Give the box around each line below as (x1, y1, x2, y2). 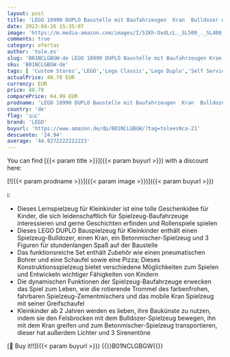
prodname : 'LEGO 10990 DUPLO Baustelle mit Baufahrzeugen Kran (7, 100, 194, 106)
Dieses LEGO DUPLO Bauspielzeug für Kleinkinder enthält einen (16, 227, 198, 235)
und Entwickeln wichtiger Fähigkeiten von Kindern (16, 270, 159, 279)
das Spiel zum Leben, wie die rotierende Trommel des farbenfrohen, (16, 285, 210, 293)
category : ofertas (7, 42, 60, 49)
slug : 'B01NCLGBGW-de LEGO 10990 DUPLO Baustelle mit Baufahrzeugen (7, 55, 207, 62)
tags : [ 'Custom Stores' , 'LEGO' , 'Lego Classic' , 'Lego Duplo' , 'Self (7, 67, 204, 74)
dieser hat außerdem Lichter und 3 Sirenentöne (16, 329, 151, 337)
